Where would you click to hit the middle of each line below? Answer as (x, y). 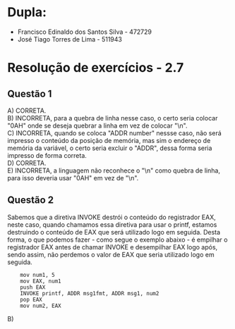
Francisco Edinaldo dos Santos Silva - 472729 (84, 32)
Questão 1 (30, 93)
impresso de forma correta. (47, 155)
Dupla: (27, 12)
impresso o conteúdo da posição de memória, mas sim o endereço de (109, 140)
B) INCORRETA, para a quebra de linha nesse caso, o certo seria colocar (113, 118)
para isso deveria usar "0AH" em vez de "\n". (73, 178)
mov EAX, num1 (41, 281)
